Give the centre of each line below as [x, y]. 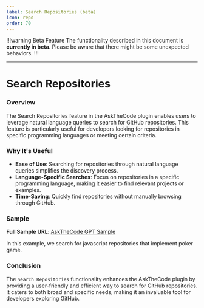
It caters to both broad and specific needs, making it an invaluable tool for [99, 292]
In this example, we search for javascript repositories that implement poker [100, 244]
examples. [28, 190]
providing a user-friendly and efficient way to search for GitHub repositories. [102, 286]
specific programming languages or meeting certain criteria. [81, 135]
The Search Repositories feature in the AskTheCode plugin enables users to [101, 115]
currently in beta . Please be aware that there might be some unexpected [98, 47]
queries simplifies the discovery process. [66, 171]
